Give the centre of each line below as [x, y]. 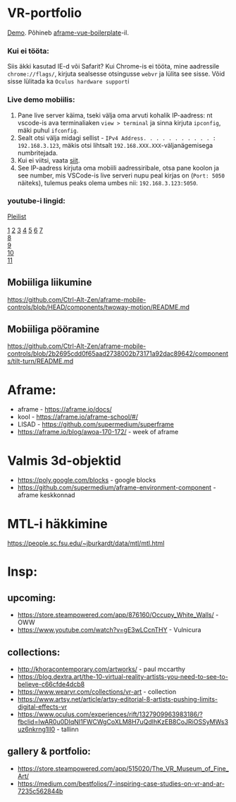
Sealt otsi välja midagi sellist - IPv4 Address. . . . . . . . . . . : [117, 138]
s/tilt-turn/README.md [41, 361]
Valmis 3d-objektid [64, 460]
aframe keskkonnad [46, 495]
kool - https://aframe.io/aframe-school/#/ [78, 417]
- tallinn [68, 729]
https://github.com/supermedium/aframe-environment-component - [117, 488]
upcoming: [32, 598]
